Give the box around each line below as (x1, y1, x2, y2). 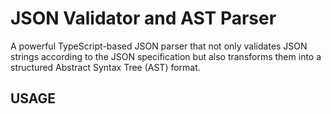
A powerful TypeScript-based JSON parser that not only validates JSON (10, 40, 308, 52)
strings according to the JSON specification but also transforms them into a (10, 50, 322, 62)
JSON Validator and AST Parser (10, 7, 277, 30)
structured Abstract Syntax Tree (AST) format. (10, 61, 201, 73)
